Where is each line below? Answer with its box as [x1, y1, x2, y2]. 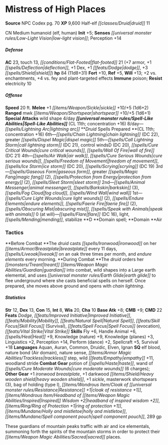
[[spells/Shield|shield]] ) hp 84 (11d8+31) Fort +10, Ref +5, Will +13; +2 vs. [5, 70, 156, 76]
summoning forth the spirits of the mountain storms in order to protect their [5, 428, 160, 434]
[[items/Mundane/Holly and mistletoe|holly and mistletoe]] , [5, 408, 127, 414]
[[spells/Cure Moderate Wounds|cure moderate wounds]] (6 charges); [5, 366, 150, 372]
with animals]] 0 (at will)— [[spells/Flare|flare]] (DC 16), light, [5, 211, 130, 217]
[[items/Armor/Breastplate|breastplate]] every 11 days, [5, 246, 117, 252]
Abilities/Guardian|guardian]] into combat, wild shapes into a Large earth [5, 267, 156, 273]
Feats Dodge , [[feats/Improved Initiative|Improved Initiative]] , [5, 312, 131, 319]
